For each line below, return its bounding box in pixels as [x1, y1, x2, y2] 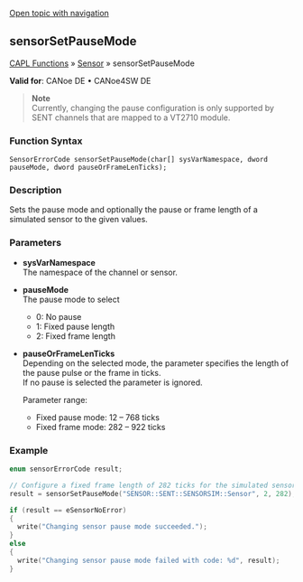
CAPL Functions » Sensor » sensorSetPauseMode [9, 58, 196, 69]
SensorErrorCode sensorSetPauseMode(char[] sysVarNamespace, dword [9, 155, 269, 164]
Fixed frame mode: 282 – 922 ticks [35, 421, 166, 432]
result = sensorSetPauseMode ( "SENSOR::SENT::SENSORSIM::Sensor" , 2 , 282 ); [9, 489, 297, 498]
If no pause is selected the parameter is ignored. [22, 377, 203, 388]
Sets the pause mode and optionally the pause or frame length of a [9, 204, 259, 215]
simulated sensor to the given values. [9, 214, 149, 225]
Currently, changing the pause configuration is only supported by [31, 102, 275, 113]
